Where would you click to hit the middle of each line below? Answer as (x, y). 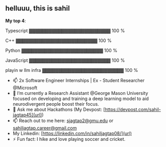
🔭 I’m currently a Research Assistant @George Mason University (80, 93)
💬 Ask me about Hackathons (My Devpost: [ (59, 109)
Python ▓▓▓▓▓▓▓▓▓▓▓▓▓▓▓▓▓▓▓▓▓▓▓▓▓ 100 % (61, 50)
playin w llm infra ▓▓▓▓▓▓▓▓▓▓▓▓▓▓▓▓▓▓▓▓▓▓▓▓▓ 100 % (72, 70)
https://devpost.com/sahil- (133, 109)
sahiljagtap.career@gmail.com (45, 128)
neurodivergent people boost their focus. (56, 104)
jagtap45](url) (27, 115)
